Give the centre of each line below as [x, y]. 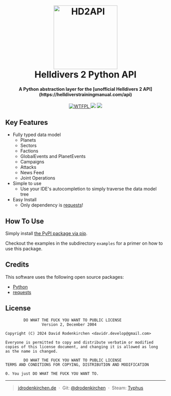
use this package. [24, 249]
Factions [29, 151]
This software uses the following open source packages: [65, 277]
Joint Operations [38, 178]
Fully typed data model [37, 135]
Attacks [28, 167]
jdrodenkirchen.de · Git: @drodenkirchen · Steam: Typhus [80, 388]
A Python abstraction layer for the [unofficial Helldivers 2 [80, 89]
